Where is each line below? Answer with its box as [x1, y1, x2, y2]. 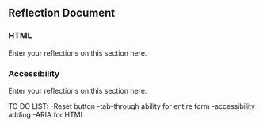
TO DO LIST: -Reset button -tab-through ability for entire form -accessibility [8, 101, 256, 110]
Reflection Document [8, 6, 116, 20]
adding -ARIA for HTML [8, 110, 85, 119]
